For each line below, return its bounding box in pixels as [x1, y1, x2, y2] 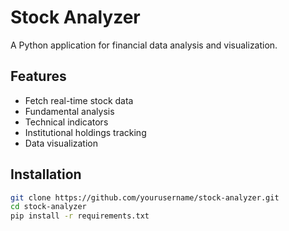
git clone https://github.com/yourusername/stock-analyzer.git [10, 192, 280, 203]
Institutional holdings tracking [24, 126, 147, 138]
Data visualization [24, 137, 99, 149]
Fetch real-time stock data [24, 94, 134, 106]
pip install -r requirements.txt [10, 211, 150, 221]
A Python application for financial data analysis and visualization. [10, 39, 278, 51]
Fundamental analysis [24, 105, 115, 117]
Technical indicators [24, 116, 109, 128]
